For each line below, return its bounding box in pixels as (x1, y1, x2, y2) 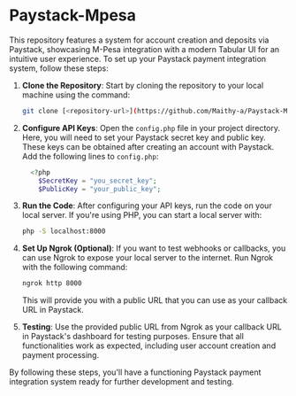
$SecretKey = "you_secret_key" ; (38, 176, 157, 185)
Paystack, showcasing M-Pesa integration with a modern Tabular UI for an (9, 43, 280, 54)
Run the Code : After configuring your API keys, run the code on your (21, 200, 272, 211)
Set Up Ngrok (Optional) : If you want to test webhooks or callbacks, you (21, 243, 286, 253)
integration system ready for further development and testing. (9, 377, 234, 387)
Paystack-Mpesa (9, 5, 137, 26)
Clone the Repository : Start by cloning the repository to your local (21, 80, 264, 90)
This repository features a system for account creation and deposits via (9, 35, 269, 45)
